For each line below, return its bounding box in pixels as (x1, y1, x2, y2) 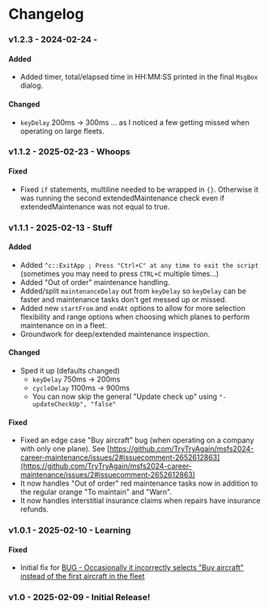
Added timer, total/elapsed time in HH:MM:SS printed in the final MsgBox (19, 72, 258, 82)
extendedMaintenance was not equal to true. (19, 201, 170, 211)
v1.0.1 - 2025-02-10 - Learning (8, 525, 131, 536)
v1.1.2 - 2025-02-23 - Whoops (8, 146, 131, 158)
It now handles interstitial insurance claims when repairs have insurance (19, 496, 261, 506)
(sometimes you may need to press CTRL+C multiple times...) (19, 269, 220, 279)
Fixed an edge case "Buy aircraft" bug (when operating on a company (19, 435, 254, 445)
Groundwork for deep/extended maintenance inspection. (19, 329, 211, 339)
